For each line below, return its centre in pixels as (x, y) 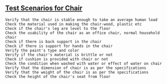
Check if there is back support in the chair (53, 41)
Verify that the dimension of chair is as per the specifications (76, 68)
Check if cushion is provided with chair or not (57, 59)
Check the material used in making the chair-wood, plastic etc (73, 24)
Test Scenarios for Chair (44, 8)
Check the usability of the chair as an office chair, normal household (82, 33)
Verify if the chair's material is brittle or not (59, 54)
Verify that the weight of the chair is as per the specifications (77, 72)
